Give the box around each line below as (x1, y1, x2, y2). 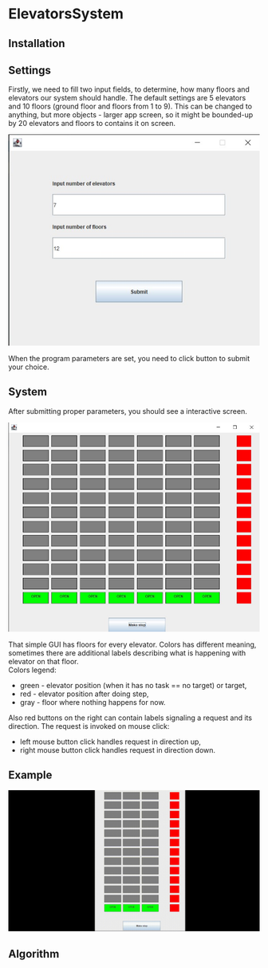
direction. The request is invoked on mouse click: (8, 721, 170, 730)
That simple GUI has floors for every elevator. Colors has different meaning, (8, 639, 257, 649)
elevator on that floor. (8, 656, 79, 666)
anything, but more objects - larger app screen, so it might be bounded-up (8, 110, 254, 120)
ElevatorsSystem (8, 5, 124, 23)
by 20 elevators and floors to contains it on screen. (8, 119, 176, 128)
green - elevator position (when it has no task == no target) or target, (19, 680, 247, 690)
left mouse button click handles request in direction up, (19, 737, 202, 746)
